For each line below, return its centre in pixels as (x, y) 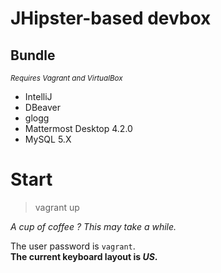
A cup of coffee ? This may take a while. (93, 226)
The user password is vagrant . (73, 246)
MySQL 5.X (48, 139)
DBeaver (43, 107)
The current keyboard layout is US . (84, 256)
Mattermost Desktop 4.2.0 (78, 128)
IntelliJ (38, 96)
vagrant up (57, 207)
